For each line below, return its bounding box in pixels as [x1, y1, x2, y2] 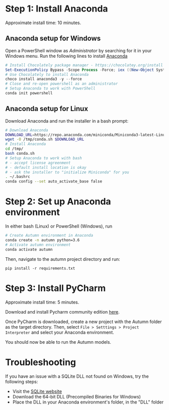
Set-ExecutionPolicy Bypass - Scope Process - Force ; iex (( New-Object [5, 67, 154, 72]
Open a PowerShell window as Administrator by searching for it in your [5, 47, 152, 53]
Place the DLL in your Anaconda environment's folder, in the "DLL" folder [12, 399, 164, 405]
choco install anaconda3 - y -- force [5, 76, 82, 82]
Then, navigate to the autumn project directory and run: [5, 256, 120, 262]
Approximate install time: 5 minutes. [5, 299, 79, 305]
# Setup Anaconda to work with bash [5, 155, 82, 161]
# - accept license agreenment [5, 160, 71, 165]
